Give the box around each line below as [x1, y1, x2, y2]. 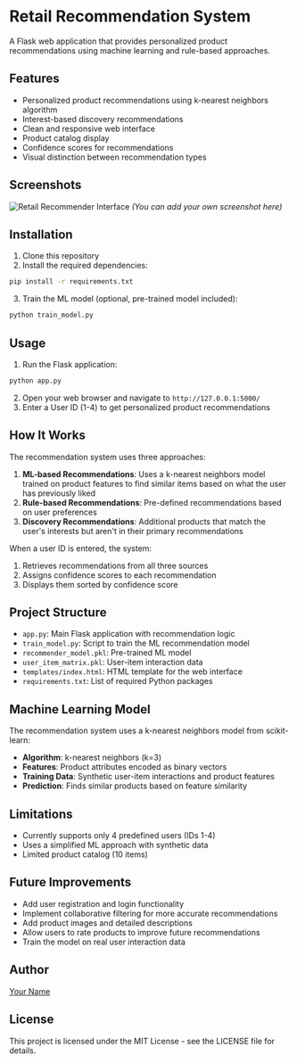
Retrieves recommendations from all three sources [21, 560, 209, 571]
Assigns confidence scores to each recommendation [21, 569, 217, 581]
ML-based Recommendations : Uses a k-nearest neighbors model [21, 468, 266, 479]
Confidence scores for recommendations [21, 142, 174, 152]
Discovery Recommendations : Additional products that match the [21, 515, 266, 527]
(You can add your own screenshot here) [131, 201, 283, 211]
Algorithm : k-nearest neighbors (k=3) [21, 752, 162, 763]
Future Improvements [9, 875, 132, 890]
